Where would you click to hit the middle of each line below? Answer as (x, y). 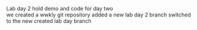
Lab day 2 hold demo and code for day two (60, 9)
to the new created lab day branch (49, 21)
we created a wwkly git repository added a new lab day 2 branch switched (99, 15)
